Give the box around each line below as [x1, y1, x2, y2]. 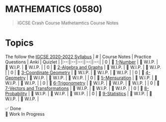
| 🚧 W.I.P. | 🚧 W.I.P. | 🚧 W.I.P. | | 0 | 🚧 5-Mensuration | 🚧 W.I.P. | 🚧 [26, 74, 158, 80]
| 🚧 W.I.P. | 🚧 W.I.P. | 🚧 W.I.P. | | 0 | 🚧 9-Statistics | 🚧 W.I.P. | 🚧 [28, 90, 153, 96]
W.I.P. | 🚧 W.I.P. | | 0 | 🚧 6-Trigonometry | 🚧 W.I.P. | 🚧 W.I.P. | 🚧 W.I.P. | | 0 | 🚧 [5, 80, 160, 86]
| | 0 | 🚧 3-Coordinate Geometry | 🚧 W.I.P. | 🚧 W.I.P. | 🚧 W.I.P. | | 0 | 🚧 [5, 69, 145, 75]
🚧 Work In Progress [5, 111, 45, 117]
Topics [5, 37, 34, 49]
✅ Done [5, 105, 21, 111]
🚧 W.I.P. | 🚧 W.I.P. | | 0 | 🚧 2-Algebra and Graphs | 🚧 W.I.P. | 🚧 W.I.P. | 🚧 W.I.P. [5, 64, 162, 70]
